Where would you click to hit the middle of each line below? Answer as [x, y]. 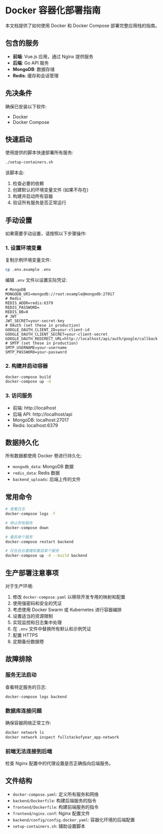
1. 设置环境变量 [24, 248]
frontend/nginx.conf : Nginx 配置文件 [51, 813]
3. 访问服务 [19, 396]
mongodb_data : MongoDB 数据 [43, 467]
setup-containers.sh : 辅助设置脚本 [49, 826]
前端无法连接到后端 [29, 751]
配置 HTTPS [25, 635]
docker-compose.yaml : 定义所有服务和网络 [56, 794]
